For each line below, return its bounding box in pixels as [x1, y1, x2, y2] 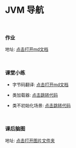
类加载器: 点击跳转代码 [12, 92, 58, 98]
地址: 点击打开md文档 [5, 46, 49, 52]
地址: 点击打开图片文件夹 [5, 137, 55, 143]
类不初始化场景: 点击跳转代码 [12, 102, 71, 108]
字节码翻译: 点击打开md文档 [12, 82, 69, 88]
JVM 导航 [5, 4, 44, 16]
